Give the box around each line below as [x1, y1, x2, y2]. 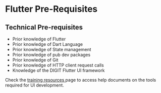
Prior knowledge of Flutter [12, 36, 66, 42]
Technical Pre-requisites [5, 23, 83, 31]
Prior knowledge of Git [12, 57, 58, 62]
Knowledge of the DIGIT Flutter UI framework [12, 67, 105, 73]
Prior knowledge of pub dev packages [12, 52, 91, 58]
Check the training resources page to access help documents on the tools [5, 77, 157, 83]
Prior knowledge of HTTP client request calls [12, 62, 104, 68]
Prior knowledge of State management [12, 47, 92, 52]
